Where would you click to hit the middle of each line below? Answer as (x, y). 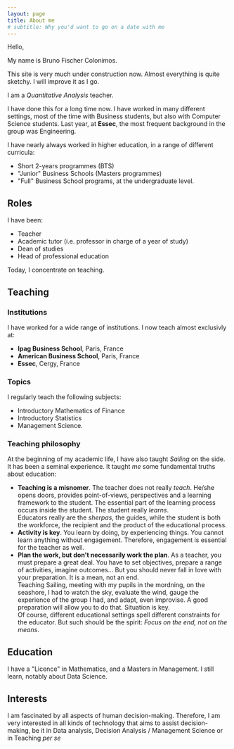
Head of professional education (63, 256)
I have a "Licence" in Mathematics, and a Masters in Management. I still (111, 669)
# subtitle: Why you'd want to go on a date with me (86, 27)
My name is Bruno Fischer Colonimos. (62, 61)
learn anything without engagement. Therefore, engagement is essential (122, 540)
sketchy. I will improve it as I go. (53, 82)
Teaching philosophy (44, 444)
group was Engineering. (42, 132)
